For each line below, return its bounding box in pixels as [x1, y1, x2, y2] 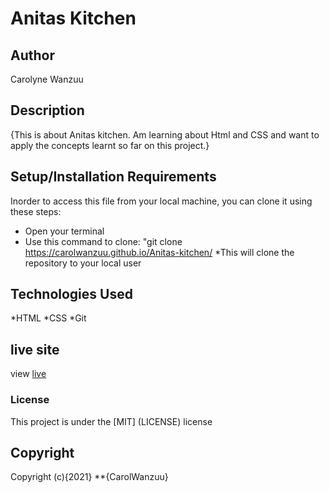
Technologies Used [10, 286, 133, 303]
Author [10, 47, 55, 64]
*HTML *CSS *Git [10, 312, 87, 324]
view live [10, 368, 47, 380]
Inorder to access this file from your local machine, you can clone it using [10, 195, 313, 207]
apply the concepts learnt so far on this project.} [10, 139, 210, 151]
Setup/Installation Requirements [10, 168, 217, 186]
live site [10, 341, 60, 358]
